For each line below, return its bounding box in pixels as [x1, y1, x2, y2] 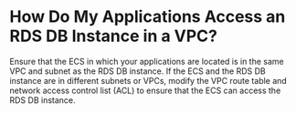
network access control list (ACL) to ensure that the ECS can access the [9, 85, 281, 96]
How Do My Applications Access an [9, 6, 286, 27]
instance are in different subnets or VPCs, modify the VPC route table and [9, 75, 288, 86]
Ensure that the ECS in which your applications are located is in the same [9, 56, 285, 67]
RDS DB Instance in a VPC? [9, 26, 217, 46]
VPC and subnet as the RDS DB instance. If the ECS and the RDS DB [9, 66, 267, 77]
